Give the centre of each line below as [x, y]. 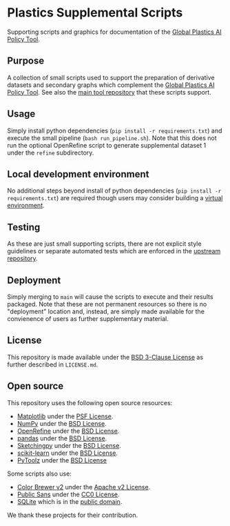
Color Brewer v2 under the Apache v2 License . [84, 487]
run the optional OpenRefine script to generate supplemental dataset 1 [107, 145]
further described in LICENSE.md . [53, 364]
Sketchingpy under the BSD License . [69, 445]
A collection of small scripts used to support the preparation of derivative [111, 77]
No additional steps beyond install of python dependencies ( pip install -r [114, 191]
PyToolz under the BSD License [62, 460]
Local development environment [78, 174]
